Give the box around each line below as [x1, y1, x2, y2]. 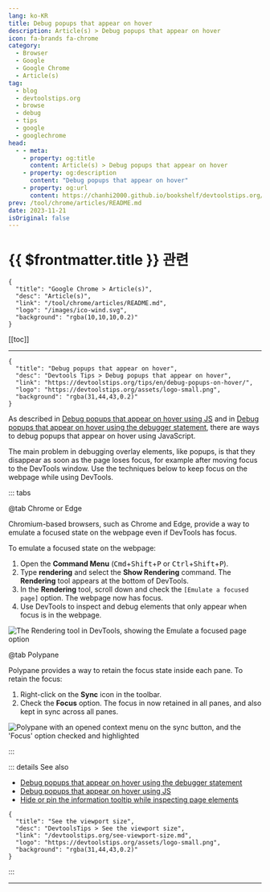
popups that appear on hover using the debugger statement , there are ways [8, 423, 260, 432]
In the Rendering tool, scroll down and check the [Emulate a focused [19, 584, 249, 594]
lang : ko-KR [8, 11, 48, 20]
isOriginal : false [8, 214, 70, 222]
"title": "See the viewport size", [15, 818, 135, 826]
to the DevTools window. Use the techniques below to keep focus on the [8, 464, 247, 473]
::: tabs [8, 488, 31, 498]
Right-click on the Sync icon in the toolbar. [19, 690, 162, 700]
